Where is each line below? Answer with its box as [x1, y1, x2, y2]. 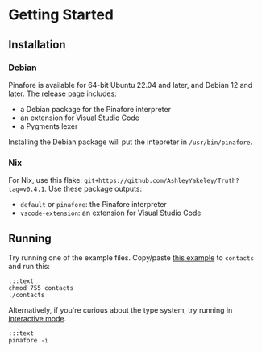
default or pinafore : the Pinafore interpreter [19, 200, 167, 209]
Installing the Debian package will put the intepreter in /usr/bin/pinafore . [8, 137, 253, 147]
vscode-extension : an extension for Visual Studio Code [19, 208, 202, 218]
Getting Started [8, 6, 114, 24]
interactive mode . [8, 313, 67, 323]
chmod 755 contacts [8, 284, 74, 292]
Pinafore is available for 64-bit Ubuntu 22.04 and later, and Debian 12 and [8, 80, 253, 89]
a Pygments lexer [19, 121, 78, 130]
